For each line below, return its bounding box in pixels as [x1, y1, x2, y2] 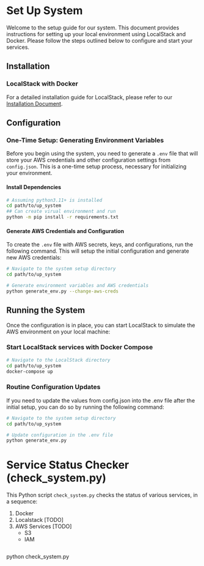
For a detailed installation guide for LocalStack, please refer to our [6, 93, 173, 101]
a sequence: [6, 498, 38, 505]
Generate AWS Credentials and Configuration [6, 227, 125, 234]
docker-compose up [6, 368, 53, 374]
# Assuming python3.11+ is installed [6, 197, 103, 203]
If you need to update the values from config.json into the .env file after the [6, 397, 195, 404]
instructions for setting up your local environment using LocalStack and [6, 30, 186, 37]
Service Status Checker [6, 458, 129, 472]
